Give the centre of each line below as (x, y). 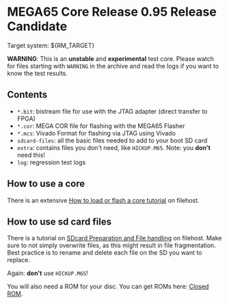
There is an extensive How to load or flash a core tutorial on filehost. (103, 200)
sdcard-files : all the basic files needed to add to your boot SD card (112, 140)
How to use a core (46, 184)
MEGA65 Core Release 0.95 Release (112, 12)
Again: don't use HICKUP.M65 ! (48, 273)
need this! (31, 155)
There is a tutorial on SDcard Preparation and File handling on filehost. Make (114, 238)
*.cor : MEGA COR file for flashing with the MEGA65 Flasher (101, 126)
